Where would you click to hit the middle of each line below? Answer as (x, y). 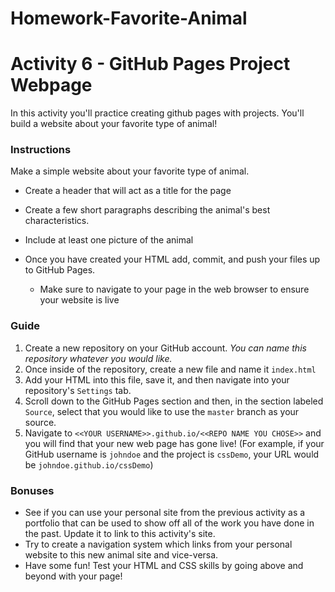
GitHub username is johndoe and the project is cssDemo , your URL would (172, 454)
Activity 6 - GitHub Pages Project (150, 64)
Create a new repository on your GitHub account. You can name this (165, 348)
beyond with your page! (73, 576)
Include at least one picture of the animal (109, 240)
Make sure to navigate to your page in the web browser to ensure (174, 289)
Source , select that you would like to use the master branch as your (162, 411)
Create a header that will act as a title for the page (128, 191)
